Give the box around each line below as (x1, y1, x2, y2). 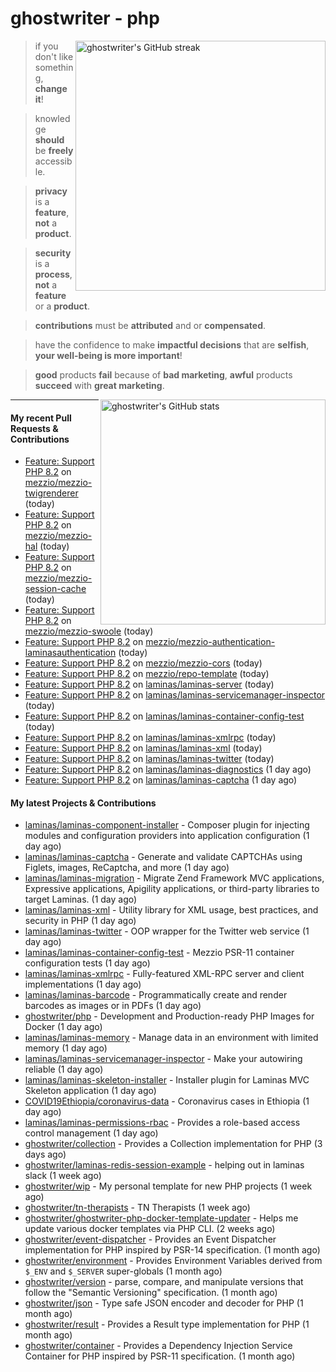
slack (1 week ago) (24, 1170, 102, 1182)
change (34, 82, 68, 94)
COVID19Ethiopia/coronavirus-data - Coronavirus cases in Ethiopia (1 (24, 1095, 310, 1107)
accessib (34, 155, 73, 167)
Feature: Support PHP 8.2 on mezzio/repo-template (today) (24, 668, 270, 680)
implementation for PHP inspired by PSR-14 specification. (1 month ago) (24, 1244, 321, 1256)
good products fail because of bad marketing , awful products (34, 368, 293, 381)
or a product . (34, 300, 90, 312)
